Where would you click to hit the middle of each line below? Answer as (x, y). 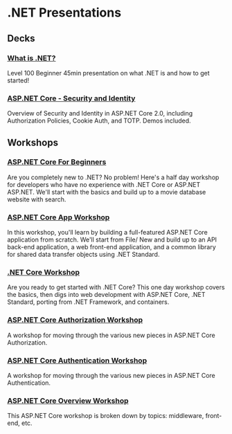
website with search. (37, 199)
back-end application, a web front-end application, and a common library (111, 247)
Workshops (33, 142)
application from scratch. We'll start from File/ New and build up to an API (112, 239)
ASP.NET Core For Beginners (57, 162)
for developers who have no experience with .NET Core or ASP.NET (104, 184)
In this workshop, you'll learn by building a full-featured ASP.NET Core (107, 233)
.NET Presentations (64, 13)
